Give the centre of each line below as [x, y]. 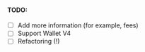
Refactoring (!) [39, 41]
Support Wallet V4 [44, 33]
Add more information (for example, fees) [78, 25]
